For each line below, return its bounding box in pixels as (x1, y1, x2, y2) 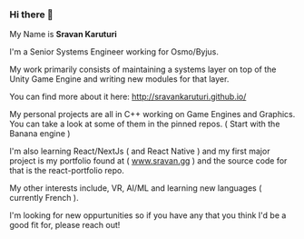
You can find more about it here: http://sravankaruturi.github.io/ (9, 91, 247, 103)
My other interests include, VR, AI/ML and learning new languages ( (9, 183, 262, 194)
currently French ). (9, 193, 79, 204)
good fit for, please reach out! (9, 220, 121, 231)
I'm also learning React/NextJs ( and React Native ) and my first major (9, 145, 270, 157)
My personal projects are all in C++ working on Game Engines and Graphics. (9, 109, 296, 120)
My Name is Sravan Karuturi (9, 29, 118, 40)
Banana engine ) (9, 128, 71, 139)
